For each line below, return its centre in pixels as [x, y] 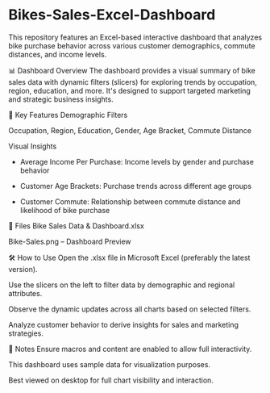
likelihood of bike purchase [65, 210]
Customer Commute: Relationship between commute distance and [130, 201]
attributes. [25, 293]
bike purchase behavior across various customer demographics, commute [132, 45]
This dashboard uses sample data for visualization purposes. [110, 364]
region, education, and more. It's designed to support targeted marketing [130, 90]
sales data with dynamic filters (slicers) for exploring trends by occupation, [133, 82]
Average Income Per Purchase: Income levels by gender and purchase [137, 161]
